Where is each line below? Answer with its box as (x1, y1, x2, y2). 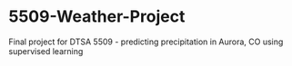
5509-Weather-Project (8, 6, 186, 27)
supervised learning (8, 45, 84, 56)
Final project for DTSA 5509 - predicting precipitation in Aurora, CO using (8, 36, 284, 47)
